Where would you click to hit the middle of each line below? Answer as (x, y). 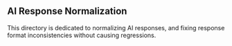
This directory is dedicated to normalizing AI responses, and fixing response (116, 27)
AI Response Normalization (67, 11)
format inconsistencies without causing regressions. (82, 35)
